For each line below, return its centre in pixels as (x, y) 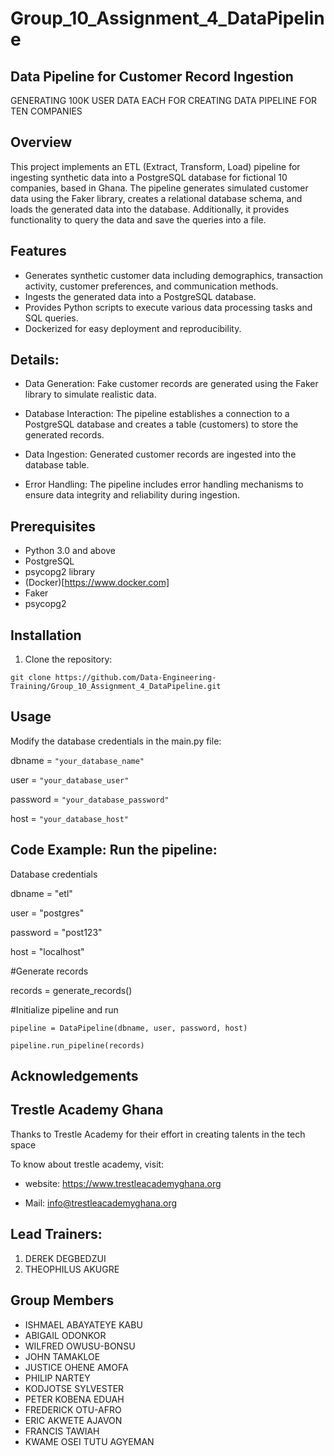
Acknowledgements (74, 1076)
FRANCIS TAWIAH (62, 1431)
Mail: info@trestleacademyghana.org (101, 1203)
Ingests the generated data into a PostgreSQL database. (140, 296)
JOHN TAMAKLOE (62, 1356)
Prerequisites (53, 526)
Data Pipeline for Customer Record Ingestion (152, 76)
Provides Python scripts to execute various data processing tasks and (168, 307)
